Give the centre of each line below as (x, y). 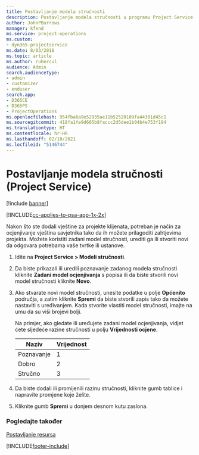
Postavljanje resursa (31, 434)
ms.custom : (20, 39)
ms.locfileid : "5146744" (37, 144)
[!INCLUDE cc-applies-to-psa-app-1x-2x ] (56, 214)
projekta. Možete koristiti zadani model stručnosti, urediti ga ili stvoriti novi (97, 239)
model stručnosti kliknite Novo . (53, 281)
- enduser (18, 89)
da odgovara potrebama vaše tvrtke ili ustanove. (66, 245)
